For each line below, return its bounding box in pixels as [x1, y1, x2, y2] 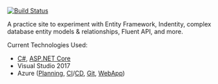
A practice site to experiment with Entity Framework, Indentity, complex [7, 20, 212, 28]
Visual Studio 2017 [17, 62, 71, 69]
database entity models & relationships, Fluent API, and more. [7, 28, 183, 35]
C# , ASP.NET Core [17, 54, 71, 62]
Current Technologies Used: [7, 41, 88, 49]
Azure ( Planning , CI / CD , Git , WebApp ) [17, 69, 125, 77]
